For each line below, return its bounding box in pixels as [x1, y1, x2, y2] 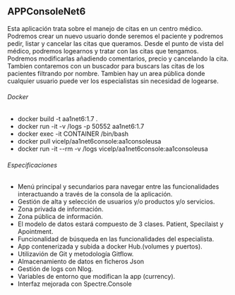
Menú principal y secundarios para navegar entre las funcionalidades [17, 182, 219, 191]
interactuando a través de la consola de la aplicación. [17, 190, 173, 199]
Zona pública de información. [17, 213, 104, 221]
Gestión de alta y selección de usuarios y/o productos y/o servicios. [17, 197, 215, 206]
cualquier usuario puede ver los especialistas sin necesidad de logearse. [7, 77, 219, 85]
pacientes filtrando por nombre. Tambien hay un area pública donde [7, 69, 206, 77]
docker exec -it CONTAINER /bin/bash [17, 130, 129, 138]
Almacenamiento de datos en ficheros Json [17, 257, 145, 266]
